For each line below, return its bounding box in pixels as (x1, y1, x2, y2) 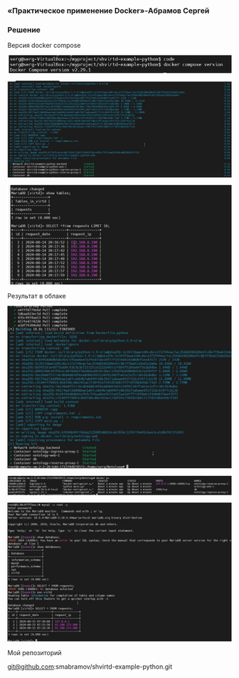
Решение (7, 24, 41, 34)
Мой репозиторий (7, 648, 62, 657)
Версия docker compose (7, 41, 81, 50)
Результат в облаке (7, 291, 66, 300)
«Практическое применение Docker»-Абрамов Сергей (7, 6, 210, 16)
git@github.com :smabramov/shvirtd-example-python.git (7, 662, 173, 671)
